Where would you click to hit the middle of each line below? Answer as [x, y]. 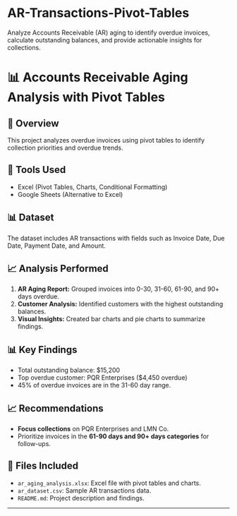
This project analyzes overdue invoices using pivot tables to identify [106, 140]
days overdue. [38, 296]
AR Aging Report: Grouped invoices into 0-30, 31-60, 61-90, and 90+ [119, 289]
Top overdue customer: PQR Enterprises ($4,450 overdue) [102, 378]
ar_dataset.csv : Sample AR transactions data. [84, 490]
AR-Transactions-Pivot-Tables [98, 13]
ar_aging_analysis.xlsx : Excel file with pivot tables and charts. [109, 483]
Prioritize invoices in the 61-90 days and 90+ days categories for [113, 436]
